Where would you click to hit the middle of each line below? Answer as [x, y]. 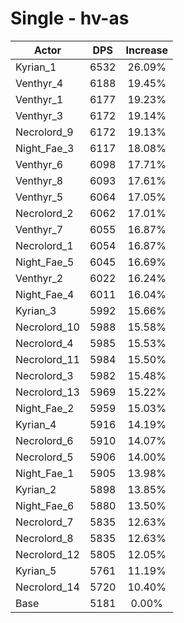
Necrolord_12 [47, 554]
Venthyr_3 [39, 115]
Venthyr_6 [39, 164]
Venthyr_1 [39, 99]
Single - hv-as [70, 18]
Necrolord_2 [44, 213]
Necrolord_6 [44, 440]
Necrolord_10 [47, 327]
